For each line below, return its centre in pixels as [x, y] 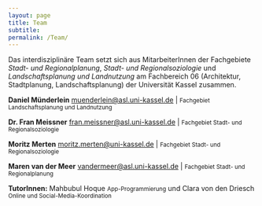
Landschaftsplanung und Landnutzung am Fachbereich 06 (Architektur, [125, 76]
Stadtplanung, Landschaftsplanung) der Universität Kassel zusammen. [122, 85]
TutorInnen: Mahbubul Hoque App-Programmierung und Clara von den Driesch [131, 189]
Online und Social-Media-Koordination [60, 196]
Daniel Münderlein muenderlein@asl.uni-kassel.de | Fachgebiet [109, 100]
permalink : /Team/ [38, 37]
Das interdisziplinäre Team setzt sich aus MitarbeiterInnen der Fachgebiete [130, 60]
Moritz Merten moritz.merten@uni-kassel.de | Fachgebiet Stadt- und [114, 144]
